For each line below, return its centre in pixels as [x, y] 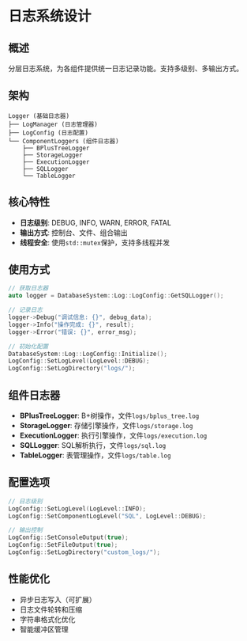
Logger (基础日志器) [39, 116]
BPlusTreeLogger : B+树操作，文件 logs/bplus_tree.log [109, 415]
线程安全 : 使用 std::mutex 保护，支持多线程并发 [95, 242]
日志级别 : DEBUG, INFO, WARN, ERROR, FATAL [95, 222]
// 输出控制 [26, 530]
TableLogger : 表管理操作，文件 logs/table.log [95, 455]
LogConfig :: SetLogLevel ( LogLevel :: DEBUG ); [79, 361]
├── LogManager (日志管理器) [53, 124]
